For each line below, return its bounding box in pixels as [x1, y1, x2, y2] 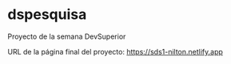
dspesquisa [7, 6, 87, 24]
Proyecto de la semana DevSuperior [7, 32, 126, 41]
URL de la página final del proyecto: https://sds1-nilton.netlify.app [7, 47, 223, 56]
